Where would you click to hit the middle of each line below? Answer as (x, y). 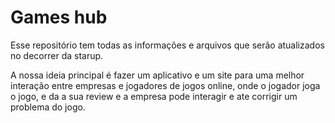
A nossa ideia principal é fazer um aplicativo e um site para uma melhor (157, 75)
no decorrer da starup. (57, 55)
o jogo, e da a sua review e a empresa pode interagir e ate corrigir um (154, 96)
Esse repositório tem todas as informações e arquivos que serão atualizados (167, 45)
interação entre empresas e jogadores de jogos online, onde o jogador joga (165, 85)
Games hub (59, 17)
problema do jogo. (48, 107)
